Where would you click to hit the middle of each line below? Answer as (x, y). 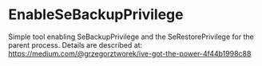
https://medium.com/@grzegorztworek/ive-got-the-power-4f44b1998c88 (130, 53)
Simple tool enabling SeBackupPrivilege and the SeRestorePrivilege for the (131, 37)
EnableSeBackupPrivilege (96, 15)
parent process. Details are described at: (75, 45)
